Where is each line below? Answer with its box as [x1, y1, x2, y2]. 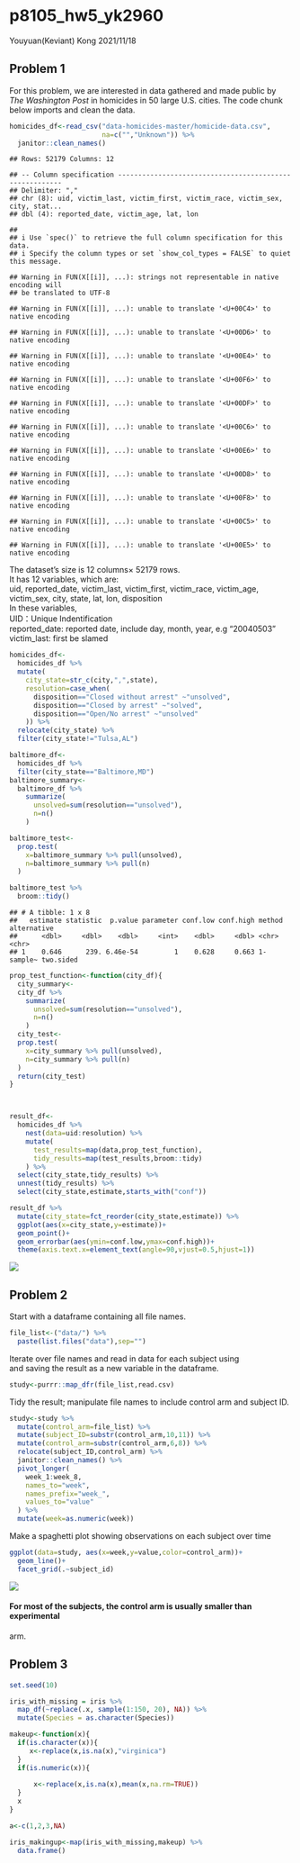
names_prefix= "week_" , [25, 1489, 110, 1498]
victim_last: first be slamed [9, 633, 109, 644]
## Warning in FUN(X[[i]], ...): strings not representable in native [9, 273, 279, 282]
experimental [9, 1611, 60, 1622]
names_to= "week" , [25, 1480, 91, 1490]
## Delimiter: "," [9, 186, 78, 195]
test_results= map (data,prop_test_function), [32, 1145, 203, 1154]
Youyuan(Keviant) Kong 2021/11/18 [9, 35, 137, 46]
